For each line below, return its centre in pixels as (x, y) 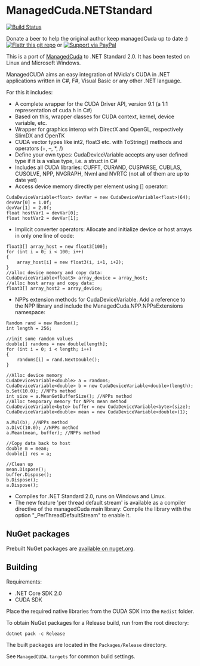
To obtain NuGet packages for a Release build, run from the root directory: (98, 622)
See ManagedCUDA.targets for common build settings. (71, 656)
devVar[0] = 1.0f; (29, 202)
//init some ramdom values (40, 339)
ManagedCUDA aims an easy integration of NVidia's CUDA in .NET (88, 74)
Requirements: (24, 581)
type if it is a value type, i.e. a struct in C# (66, 161)
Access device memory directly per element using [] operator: (91, 186)
